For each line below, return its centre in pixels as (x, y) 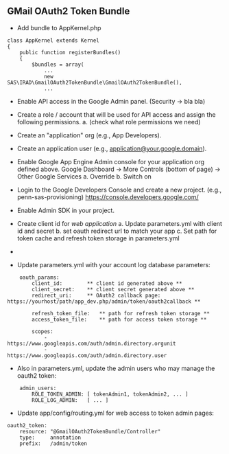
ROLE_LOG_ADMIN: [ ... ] (70, 400)
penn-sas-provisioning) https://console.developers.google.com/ (108, 197)
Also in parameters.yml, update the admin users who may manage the (116, 368)
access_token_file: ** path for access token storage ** (119, 319)
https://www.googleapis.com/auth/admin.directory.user (87, 355)
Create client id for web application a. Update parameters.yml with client (120, 223)
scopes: (43, 331)
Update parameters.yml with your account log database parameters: (113, 264)
